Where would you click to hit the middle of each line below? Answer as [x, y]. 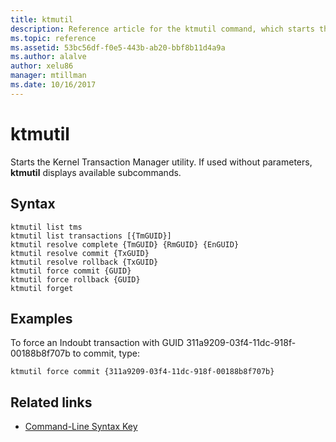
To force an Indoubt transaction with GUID [97, 343]
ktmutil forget [42, 288]
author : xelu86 [42, 66]
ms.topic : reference [53, 38]
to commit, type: [106, 353]
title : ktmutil [42, 19]
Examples [41, 318]
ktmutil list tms [46, 227]
